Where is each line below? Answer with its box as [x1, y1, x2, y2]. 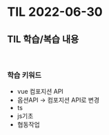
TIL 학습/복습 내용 [7, 33, 79, 45]
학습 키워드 [7, 70, 42, 80]
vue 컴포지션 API [17, 87, 63, 96]
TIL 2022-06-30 [7, 4, 103, 20]
